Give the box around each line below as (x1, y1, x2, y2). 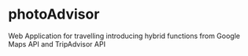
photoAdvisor (8, 5, 100, 23)
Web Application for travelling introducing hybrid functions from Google (8, 31, 240, 40)
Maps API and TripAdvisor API (8, 39, 106, 48)
